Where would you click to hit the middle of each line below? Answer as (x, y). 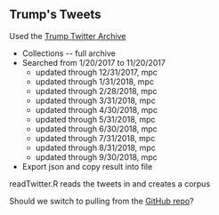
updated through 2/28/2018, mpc (96, 91)
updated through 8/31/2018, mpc (95, 147)
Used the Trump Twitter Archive (68, 36)
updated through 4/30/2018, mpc (97, 109)
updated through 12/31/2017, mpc (97, 72)
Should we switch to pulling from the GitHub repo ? (101, 201)
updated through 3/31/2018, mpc (95, 100)
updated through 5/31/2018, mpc (95, 119)
